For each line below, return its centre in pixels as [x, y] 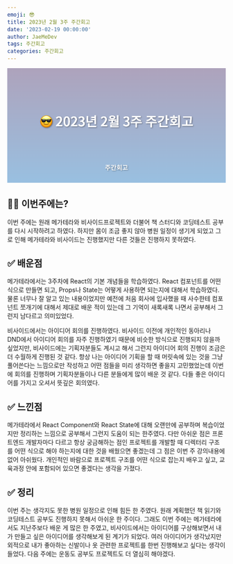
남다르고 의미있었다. [47, 316]
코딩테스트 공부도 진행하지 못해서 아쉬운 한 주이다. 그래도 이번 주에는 [100, 519]
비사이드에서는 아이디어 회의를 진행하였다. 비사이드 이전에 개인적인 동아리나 [109, 331]
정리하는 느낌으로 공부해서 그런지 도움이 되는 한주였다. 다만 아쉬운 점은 [115, 433]
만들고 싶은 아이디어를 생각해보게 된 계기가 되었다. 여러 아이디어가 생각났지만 [118, 537]
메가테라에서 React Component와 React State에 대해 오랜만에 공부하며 [104, 425]
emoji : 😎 [21, 15]
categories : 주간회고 [35, 51]
